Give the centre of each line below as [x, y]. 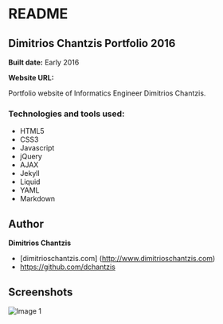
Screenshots [41, 292]
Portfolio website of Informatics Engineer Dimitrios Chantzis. [107, 93]
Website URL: [31, 78]
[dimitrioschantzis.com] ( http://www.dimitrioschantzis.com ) [117, 259]
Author [26, 224]
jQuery [31, 157]
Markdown [37, 199]
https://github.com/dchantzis [67, 267]
